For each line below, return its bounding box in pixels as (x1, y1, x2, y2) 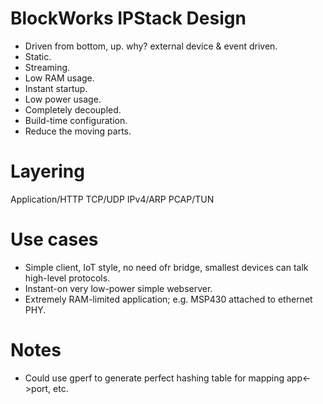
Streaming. (24, 61, 71, 73)
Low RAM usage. (24, 72, 95, 84)
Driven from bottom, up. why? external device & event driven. (24, 40, 278, 52)
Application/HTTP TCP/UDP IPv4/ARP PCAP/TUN (10, 193, 215, 205)
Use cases (10, 228, 99, 251)
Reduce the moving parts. (24, 125, 132, 137)
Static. (24, 50, 52, 62)
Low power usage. (24, 93, 102, 105)
